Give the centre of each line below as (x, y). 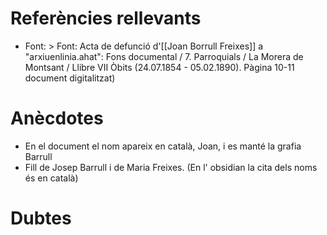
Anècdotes (57, 118)
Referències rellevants (106, 18)
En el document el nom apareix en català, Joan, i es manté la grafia (163, 146)
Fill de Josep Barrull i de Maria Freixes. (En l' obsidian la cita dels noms (171, 167)
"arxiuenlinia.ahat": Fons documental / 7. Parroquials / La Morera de (164, 56)
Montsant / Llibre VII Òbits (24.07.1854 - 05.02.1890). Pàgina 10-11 (159, 67)
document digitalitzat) (70, 78)
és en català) (51, 178)
